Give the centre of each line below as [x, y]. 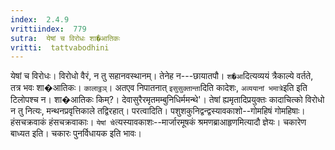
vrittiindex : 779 [48, 29]
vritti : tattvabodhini [60, 47]
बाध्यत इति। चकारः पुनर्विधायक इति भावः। [76, 133]
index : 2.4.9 [40, 19]
